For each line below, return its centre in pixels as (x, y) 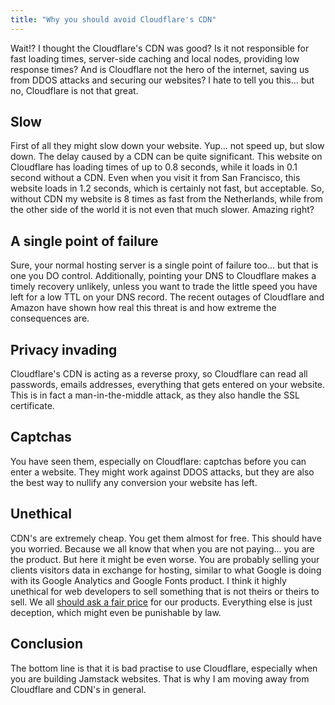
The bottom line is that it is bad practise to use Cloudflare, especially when (164, 668)
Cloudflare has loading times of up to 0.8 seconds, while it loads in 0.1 (154, 167)
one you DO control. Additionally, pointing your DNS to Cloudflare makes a (163, 276)
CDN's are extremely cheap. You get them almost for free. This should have (166, 538)
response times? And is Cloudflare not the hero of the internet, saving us (160, 69)
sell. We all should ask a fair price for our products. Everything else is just (161, 602)
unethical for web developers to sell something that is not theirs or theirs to (165, 591)
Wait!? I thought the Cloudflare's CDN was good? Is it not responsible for (160, 48)
